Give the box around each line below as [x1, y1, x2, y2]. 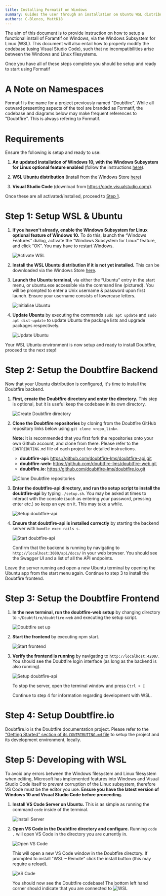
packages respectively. [12, 323, 60, 329]
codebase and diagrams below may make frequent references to [5, 110, 137, 117]
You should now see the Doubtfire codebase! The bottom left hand [12, 880, 148, 886]
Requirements [5, 133, 64, 144]
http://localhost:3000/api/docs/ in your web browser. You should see [12, 550, 158, 556]
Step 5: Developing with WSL [5, 754, 127, 765]
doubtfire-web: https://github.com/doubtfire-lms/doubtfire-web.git [19, 461, 157, 467]
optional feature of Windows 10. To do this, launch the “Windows [12, 232, 147, 238]
